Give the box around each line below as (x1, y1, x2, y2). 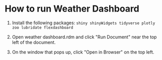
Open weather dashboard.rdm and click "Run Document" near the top (12, 34, 157, 40)
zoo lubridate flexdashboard (12, 25, 73, 30)
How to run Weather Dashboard (5, 3, 139, 15)
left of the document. (12, 39, 56, 45)
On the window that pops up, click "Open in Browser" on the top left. (12, 49, 154, 55)
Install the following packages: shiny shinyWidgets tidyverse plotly (12, 20, 155, 26)
